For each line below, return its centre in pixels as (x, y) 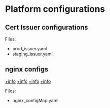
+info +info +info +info (28, 81)
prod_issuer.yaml (30, 49)
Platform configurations (55, 9)
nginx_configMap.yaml (35, 100)
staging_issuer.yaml (32, 54)
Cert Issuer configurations (47, 27)
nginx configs (27, 69)
